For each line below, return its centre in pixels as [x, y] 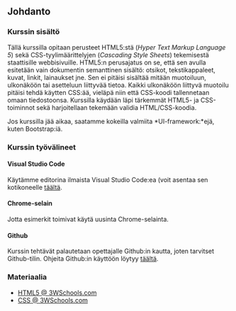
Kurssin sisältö [34, 32]
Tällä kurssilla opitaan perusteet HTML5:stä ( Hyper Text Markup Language [117, 47]
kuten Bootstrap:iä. [35, 129]
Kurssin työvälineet [42, 147]
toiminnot [21, 107]
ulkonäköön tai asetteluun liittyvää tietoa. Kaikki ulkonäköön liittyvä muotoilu [118, 85]
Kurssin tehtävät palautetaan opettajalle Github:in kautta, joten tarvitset [111, 251]
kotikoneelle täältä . [35, 187]
